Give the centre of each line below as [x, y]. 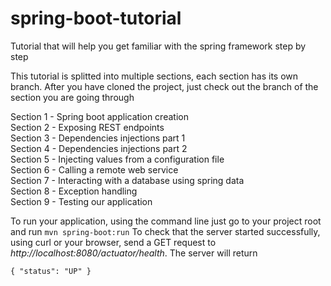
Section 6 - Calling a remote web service [94, 169]
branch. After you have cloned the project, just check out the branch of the [164, 86]
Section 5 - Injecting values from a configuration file [117, 159]
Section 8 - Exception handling [74, 191]
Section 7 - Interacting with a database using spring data [127, 180]
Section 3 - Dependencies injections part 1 [98, 138]
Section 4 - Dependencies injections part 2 [99, 148]
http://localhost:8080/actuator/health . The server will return [134, 253]
